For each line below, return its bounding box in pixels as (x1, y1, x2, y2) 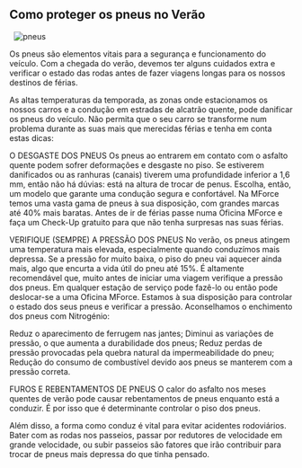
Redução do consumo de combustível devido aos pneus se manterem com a (9, 357, 293, 367)
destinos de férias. (9, 76, 78, 88)
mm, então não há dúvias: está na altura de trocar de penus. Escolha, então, (9, 179, 292, 190)
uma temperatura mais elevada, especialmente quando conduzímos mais (9, 243, 280, 254)
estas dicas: (9, 132, 54, 143)
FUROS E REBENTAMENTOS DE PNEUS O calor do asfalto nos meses (9, 384, 267, 394)
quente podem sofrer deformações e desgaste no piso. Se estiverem (9, 159, 265, 170)
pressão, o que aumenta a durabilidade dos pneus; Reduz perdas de (9, 337, 262, 349)
